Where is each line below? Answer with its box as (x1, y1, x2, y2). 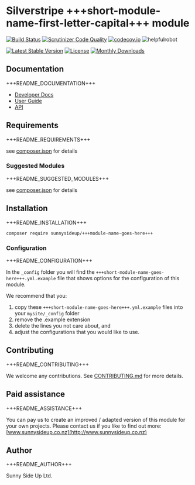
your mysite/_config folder (14, 309, 80, 317)
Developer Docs (14, 91, 54, 98)
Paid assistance (6, 389, 66, 399)
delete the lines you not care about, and (14, 322, 111, 329)
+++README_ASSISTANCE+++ (6, 405, 83, 412)
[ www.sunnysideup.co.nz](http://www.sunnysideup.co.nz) (6, 428, 148, 435)
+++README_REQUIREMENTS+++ (6, 136, 91, 143)
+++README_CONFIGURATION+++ (6, 257, 93, 264)
